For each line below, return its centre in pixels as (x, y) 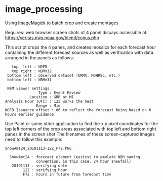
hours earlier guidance (30, 114)
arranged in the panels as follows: (40, 57)
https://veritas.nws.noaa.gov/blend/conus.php (52, 38)
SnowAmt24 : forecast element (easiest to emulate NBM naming (75, 157)
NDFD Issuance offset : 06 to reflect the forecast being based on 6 (78, 110)
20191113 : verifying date (40, 166)
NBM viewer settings (28, 88)
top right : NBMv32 (32, 71)
